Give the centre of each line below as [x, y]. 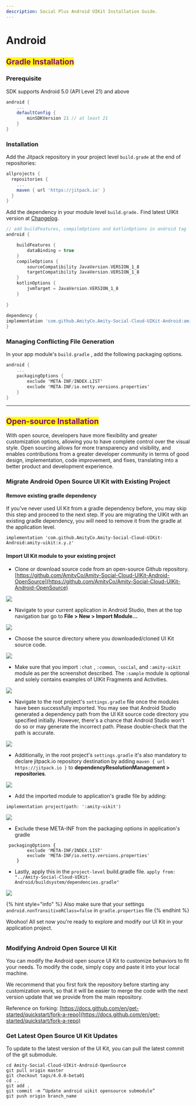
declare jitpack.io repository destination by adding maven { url [90, 761]
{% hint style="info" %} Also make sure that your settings [75, 904]
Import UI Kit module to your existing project [61, 556]
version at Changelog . [33, 218]
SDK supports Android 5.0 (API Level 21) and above [68, 91]
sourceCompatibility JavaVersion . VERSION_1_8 [83, 267]
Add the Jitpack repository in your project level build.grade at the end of [93, 157]
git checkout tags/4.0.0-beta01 [45, 1076]
